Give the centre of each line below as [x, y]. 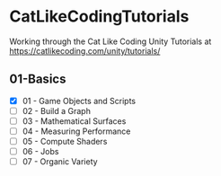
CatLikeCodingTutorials [99, 17]
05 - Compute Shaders [65, 141]
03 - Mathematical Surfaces [74, 121]
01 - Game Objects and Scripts [79, 101]
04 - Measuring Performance [76, 131]
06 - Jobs [40, 152]
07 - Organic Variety [60, 162]
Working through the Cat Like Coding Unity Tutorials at [110, 41]
